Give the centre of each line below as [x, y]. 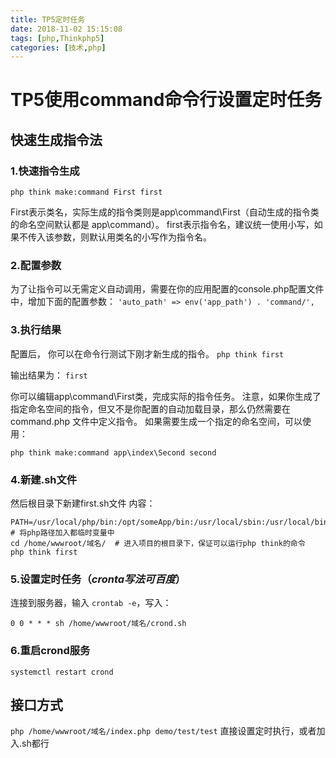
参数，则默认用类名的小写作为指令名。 [132, 237]
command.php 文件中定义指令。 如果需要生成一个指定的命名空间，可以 [156, 421]
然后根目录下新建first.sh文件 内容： [83, 503]
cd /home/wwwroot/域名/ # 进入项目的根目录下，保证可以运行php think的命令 [158, 544]
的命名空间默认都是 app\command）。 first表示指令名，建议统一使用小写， [162, 225]
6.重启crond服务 [50, 651]
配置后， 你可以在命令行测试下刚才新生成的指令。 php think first [147, 353]
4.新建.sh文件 [44, 479]
